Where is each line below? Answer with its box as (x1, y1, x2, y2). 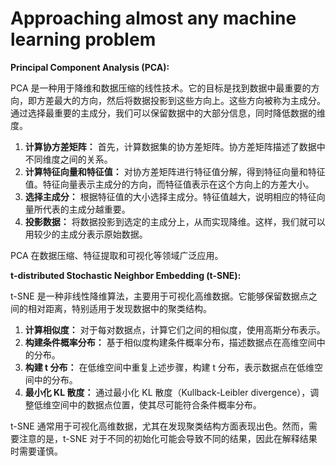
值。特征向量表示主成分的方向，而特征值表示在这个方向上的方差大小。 (24, 178, 315, 190)
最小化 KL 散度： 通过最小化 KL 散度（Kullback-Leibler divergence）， (24, 386, 311, 398)
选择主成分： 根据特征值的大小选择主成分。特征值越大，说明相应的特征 (24, 190, 317, 202)
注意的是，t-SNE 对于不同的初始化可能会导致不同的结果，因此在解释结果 (18, 432, 318, 444)
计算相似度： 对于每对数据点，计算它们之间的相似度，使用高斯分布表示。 (24, 323, 326, 336)
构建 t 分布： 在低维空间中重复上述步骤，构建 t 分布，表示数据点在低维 (24, 361, 315, 373)
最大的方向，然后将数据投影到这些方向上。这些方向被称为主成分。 (53, 94, 326, 106)
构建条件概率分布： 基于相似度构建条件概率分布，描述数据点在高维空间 (24, 336, 317, 348)
